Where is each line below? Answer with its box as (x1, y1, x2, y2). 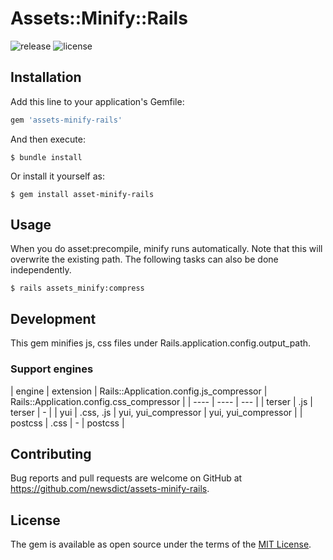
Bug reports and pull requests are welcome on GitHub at (10, 472, 243, 484)
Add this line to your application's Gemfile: (10, 95, 185, 107)
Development (10, 310, 97, 327)
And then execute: (10, 133, 86, 145)
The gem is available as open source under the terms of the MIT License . (10, 538, 312, 551)
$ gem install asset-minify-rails (10, 189, 155, 199)
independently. (10, 264, 72, 276)
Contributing (10, 445, 92, 462)
